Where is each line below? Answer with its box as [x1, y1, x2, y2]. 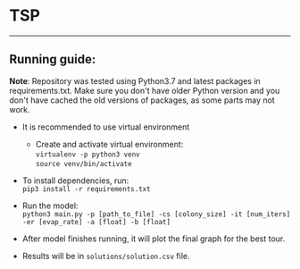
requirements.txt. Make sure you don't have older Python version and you [9, 85, 280, 96]
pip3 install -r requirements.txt [21, 184, 151, 193]
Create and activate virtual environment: [35, 139, 184, 149]
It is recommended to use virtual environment [21, 122, 190, 132]
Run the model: [21, 200, 79, 211]
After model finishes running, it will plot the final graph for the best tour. [21, 233, 286, 244]
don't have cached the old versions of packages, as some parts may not [9, 95, 275, 105]
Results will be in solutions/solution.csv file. [21, 250, 190, 261]
